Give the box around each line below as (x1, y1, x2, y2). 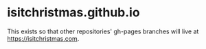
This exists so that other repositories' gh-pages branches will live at (7, 27, 199, 35)
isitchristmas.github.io (7, 5, 140, 20)
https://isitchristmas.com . (7, 34, 80, 42)
